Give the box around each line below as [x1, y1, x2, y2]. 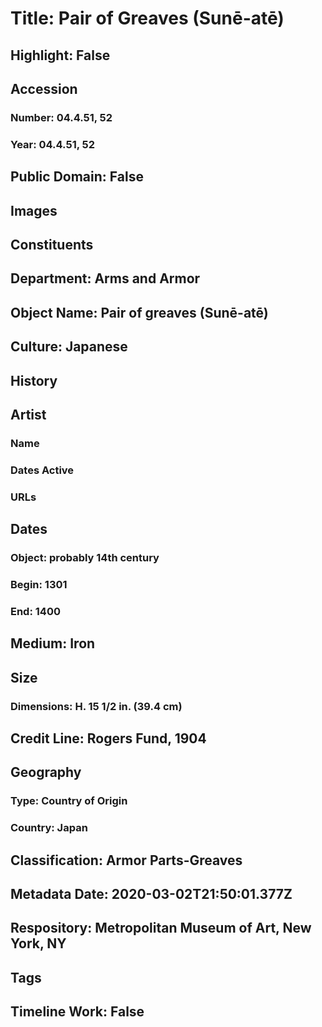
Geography [10, 764, 82, 781]
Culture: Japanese [10, 338, 128, 356]
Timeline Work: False [10, 1003, 145, 1021]
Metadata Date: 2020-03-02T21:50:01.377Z [10, 885, 293, 902]
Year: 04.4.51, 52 [10, 137, 95, 151]
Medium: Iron [10, 635, 96, 652]
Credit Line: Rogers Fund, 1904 [10, 730, 207, 747]
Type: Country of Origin [10, 794, 128, 808]
